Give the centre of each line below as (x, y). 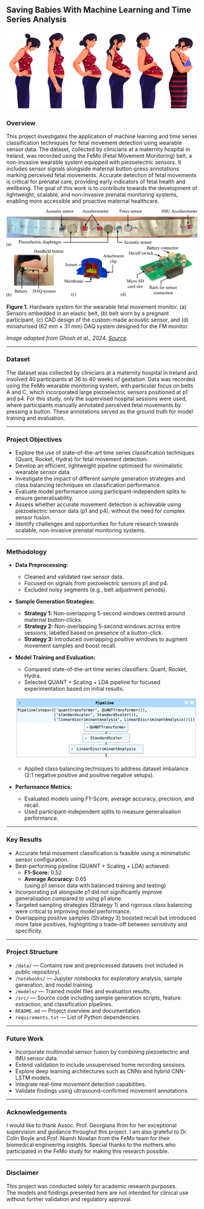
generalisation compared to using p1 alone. (69, 898)
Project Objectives (34, 439)
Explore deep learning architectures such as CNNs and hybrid (93, 1071)
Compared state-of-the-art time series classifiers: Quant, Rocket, (106, 669)
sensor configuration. (42, 859)
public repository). (38, 971)
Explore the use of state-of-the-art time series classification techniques (105, 453)
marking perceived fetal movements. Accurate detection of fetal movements (101, 175)
